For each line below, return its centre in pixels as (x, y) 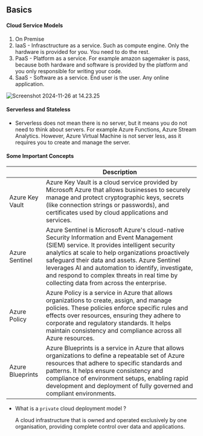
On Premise (30, 39)
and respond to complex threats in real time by (112, 275)
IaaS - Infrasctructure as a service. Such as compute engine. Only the (102, 45)
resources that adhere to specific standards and (114, 363)
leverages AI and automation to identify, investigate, (119, 268)
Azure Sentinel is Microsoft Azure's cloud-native (115, 230)
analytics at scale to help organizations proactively (118, 253)
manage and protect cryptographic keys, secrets (115, 197)
